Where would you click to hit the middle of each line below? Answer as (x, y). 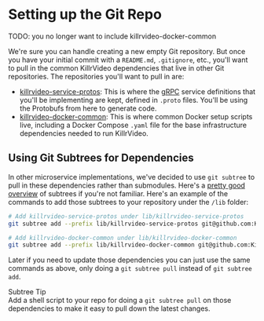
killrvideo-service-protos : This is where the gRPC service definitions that (137, 91)
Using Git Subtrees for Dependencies (101, 158)
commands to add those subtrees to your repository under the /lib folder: (128, 202)
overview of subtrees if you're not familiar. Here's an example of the (118, 193)
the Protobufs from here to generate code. (88, 108)
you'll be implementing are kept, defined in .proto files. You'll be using (134, 100)
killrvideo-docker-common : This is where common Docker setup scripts (136, 116)
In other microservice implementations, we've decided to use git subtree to (132, 177)
